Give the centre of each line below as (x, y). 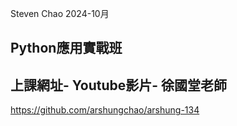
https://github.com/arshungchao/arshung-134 (105, 110)
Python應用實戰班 (66, 48)
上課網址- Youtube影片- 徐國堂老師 (119, 85)
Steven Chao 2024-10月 (60, 13)
